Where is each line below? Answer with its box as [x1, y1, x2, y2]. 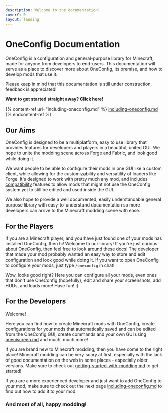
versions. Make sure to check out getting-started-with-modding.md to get [5, 362, 159, 369]
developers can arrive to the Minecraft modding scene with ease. [5, 208, 141, 214]
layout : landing [5, 17, 39, 22]
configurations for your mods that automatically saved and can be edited [5, 326, 156, 332]
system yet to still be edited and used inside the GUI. [5, 187, 115, 193]
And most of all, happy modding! [5, 401, 87, 408]
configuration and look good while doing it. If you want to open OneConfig [5, 256, 159, 263]
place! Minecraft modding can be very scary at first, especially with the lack [5, 351, 162, 357]
